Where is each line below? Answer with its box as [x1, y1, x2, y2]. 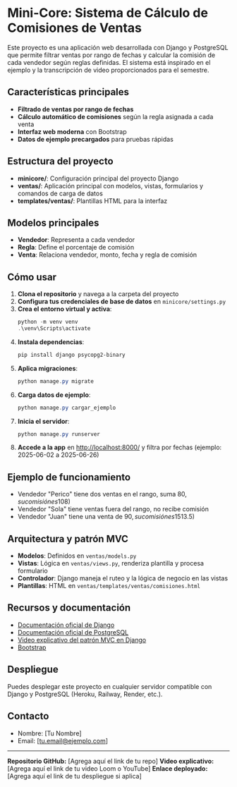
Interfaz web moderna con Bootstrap [17, 127, 127, 135]
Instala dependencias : [17, 337, 85, 346]
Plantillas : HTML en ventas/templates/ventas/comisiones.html [17, 582, 201, 590]
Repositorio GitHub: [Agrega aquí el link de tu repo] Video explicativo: [7, 757, 214, 765]
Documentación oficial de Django [17, 621, 115, 629]
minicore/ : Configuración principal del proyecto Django [17, 174, 179, 183]
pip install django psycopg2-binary [17, 351, 126, 358]
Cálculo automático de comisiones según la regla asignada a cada [17, 112, 214, 121]
